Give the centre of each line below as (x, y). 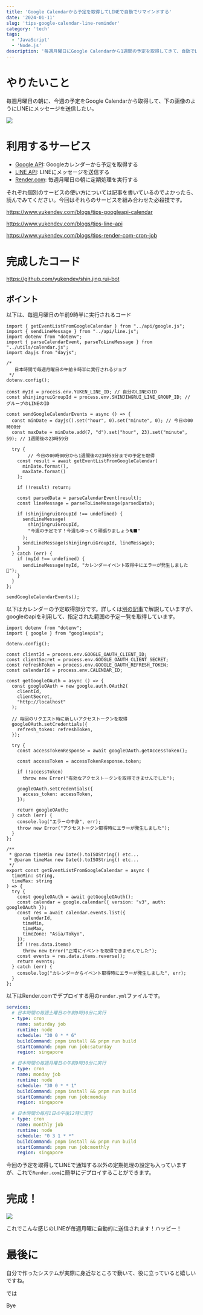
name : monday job (39, 1074)
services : (19, 1007)
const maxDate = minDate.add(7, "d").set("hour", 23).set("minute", (100, 433)
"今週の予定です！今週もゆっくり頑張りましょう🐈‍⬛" (84, 531)
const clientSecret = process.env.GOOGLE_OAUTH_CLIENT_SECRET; (88, 660)
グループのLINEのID (28, 404)
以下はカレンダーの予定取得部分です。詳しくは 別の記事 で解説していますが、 (101, 609)
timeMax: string (32, 881)
